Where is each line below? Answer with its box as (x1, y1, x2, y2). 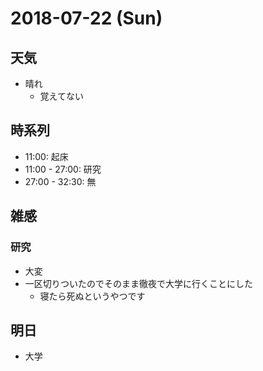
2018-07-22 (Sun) (10, 7, 163, 30)
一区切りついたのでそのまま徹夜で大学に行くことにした (24, 277, 253, 289)
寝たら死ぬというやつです (39, 290, 146, 302)
